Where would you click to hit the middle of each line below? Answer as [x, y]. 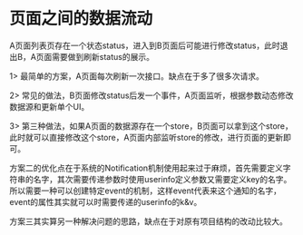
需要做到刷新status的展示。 [103, 56]
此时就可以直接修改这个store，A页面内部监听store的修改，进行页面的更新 [147, 137]
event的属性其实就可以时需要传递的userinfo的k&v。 [106, 201]
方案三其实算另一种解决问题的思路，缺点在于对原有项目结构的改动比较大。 [148, 221]
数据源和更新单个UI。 [49, 106]
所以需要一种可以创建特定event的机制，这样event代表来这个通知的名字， [145, 191]
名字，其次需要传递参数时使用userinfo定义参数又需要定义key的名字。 [162, 179]
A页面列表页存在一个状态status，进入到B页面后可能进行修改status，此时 [145, 45]
